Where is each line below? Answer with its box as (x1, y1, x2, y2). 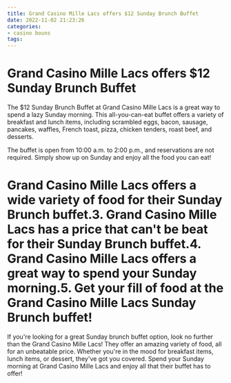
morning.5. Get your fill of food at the (7, 281, 224, 296)
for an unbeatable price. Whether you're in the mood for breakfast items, (7, 347, 214, 355)
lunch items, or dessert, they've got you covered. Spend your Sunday (7, 355, 205, 363)
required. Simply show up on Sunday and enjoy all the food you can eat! (7, 153, 212, 162)
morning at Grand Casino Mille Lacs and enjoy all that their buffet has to (7, 362, 211, 370)
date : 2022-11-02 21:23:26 (7, 17, 85, 24)
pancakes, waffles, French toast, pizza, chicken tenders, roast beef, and (7, 125, 212, 133)
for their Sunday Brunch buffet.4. (7, 236, 201, 252)
